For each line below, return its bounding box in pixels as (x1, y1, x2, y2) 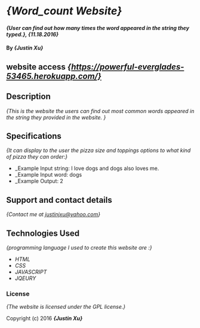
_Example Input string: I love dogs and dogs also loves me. (14, 165, 159, 172)
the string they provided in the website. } (6, 114, 106, 121)
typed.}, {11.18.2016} (6, 31, 59, 38)
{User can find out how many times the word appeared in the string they (6, 24, 190, 31)
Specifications (6, 130, 61, 141)
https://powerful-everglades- (70, 62, 184, 72)
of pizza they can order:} (6, 153, 67, 160)
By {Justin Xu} (6, 44, 44, 51)
